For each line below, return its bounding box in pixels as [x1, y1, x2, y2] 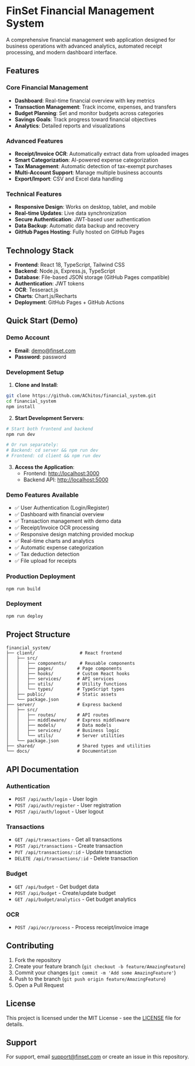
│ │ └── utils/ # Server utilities [6, 733, 125, 739]
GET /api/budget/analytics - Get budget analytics [14, 896, 136, 903]
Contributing [6, 941, 54, 951]
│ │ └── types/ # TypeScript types [6, 686, 125, 693]
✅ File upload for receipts [14, 557, 77, 565]
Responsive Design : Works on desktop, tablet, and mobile [14, 204, 156, 211]
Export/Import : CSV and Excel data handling [14, 175, 123, 182]
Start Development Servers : [14, 414, 85, 421]
